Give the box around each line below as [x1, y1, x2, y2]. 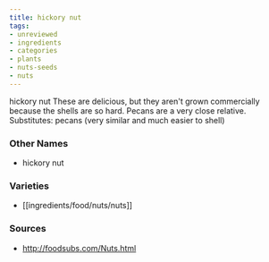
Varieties [9, 180, 49, 192]
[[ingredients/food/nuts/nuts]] [21, 200, 132, 211]
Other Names [9, 137, 69, 149]
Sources [9, 223, 46, 235]
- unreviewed [9, 30, 58, 38]
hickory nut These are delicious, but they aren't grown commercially [9, 96, 261, 106]
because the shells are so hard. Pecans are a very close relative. [9, 105, 247, 116]
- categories [9, 46, 58, 55]
